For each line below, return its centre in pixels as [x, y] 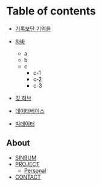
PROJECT [27, 164]
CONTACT [28, 177]
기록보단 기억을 [33, 28]
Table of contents [51, 11]
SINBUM [26, 158]
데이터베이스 [30, 111]
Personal [35, 170]
